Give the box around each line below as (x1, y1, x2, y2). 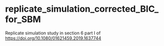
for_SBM (5, 14, 41, 25)
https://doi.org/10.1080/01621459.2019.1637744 (5, 35, 101, 41)
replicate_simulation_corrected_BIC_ (5, 3, 159, 15)
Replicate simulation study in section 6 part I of (5, 30, 101, 36)
